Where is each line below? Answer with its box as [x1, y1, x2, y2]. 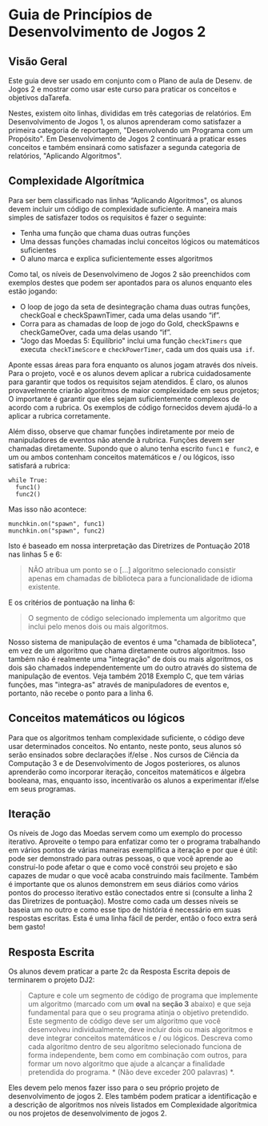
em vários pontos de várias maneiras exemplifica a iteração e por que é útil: [8, 845, 258, 855]
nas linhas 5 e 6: [8, 549, 62, 559]
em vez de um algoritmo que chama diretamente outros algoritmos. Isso [8, 646, 246, 655]
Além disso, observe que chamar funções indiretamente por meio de [8, 427, 234, 436]
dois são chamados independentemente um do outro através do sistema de [8, 662, 258, 672]
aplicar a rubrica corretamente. [8, 411, 110, 420]
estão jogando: [8, 286, 58, 296]
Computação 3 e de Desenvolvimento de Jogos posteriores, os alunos [8, 758, 241, 768]
